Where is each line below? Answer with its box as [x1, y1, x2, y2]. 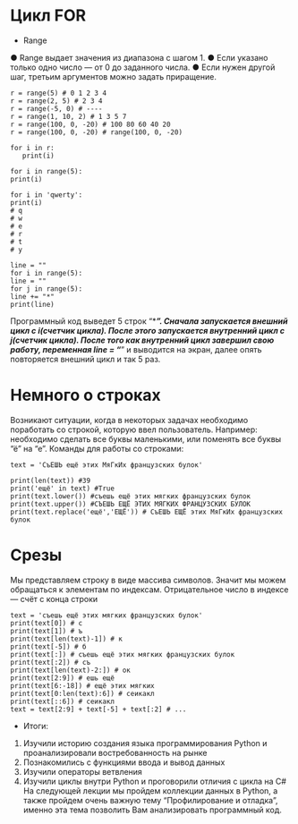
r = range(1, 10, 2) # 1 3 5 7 [10, 112, 127, 121]
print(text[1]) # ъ [10, 626, 83, 635]
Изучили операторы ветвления [22, 766, 142, 777]
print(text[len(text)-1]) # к [10, 634, 123, 643]
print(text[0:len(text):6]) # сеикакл [10, 689, 155, 698]
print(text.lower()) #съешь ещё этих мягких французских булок [10, 491, 251, 501]
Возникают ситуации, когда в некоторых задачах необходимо [10, 414, 249, 425]
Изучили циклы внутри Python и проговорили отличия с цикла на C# [22, 776, 287, 786]
